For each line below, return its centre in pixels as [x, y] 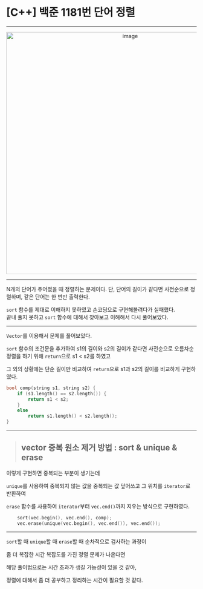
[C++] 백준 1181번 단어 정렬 [71, 12]
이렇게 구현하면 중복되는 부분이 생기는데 [53, 473]
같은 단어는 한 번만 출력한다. [57, 297]
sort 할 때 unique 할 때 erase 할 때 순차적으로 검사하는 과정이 [76, 541]
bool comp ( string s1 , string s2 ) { [51, 388]
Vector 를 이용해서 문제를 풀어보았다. [49, 335]
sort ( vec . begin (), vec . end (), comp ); [65, 518]
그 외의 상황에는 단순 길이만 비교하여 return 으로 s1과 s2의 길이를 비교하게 [93, 369]
